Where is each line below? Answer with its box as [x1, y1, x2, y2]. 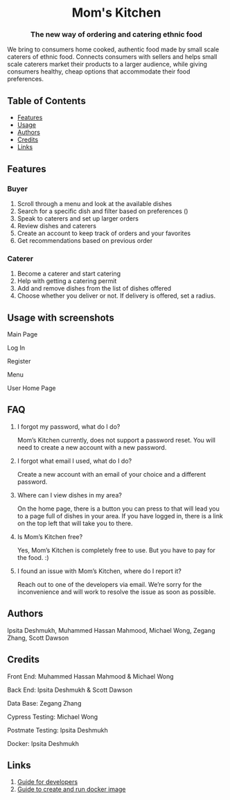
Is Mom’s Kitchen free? [17, 532, 83, 541]
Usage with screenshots [7, 312, 114, 323]
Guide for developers [17, 778, 78, 786]
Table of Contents [7, 95, 87, 107]
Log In [7, 343, 26, 352]
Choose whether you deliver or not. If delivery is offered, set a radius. [17, 291, 216, 300]
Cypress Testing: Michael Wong [7, 713, 98, 721]
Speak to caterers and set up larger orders [17, 214, 139, 223]
